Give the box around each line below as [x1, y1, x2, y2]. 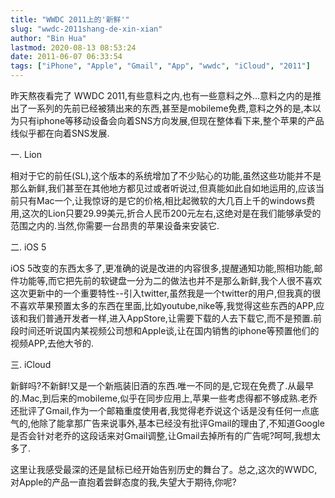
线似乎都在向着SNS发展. [10, 127, 110, 139]
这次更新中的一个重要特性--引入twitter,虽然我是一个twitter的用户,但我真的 [10, 287, 313, 299]
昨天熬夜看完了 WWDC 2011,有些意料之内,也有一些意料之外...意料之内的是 [10, 90, 313, 101]
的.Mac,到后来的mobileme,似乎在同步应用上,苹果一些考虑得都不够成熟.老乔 [10, 392, 318, 404]
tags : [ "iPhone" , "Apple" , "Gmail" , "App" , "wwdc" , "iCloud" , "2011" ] [10, 61, 311, 71]
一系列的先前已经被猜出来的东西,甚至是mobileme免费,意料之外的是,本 [27, 102, 313, 114]
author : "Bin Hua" [10, 33, 87, 43]
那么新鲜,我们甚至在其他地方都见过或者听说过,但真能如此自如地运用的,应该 [10, 182, 317, 194]
